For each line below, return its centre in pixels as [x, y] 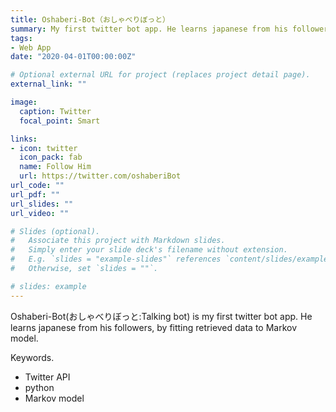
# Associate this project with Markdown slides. [118, 241]
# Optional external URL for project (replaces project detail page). [160, 75]
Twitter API [47, 377]
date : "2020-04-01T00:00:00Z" [73, 57]
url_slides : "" [42, 204]
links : [24, 139]
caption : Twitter [55, 111]
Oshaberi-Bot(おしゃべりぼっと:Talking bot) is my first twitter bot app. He [161, 316]
